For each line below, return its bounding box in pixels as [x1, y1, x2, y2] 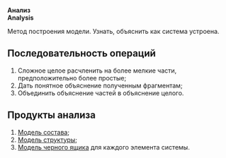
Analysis [7, 13, 34, 22]
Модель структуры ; [17, 135, 78, 144]
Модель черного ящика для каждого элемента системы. [17, 142, 190, 151]
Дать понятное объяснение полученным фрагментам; [17, 81, 183, 90]
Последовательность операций [7, 47, 156, 59]
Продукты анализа [7, 109, 96, 121]
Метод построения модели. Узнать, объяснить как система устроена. [7, 28, 220, 35]
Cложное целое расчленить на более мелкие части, [17, 66, 177, 75]
